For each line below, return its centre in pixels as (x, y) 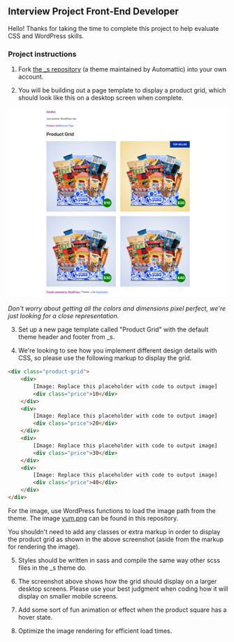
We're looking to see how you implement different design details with (117, 350)
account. (31, 77)
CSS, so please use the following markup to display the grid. (105, 358)
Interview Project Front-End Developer (93, 12)
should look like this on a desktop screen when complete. (101, 98)
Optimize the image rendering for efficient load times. (95, 631)
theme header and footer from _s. (66, 337)
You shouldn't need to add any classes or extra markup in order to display (114, 531)
